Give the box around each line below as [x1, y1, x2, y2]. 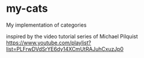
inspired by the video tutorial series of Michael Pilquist [6, 33, 138, 40]
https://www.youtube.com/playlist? [6, 39, 91, 46]
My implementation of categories [6, 21, 87, 28]
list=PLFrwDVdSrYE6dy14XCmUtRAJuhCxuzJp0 [6, 45, 124, 52]
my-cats [6, 2, 48, 15]
